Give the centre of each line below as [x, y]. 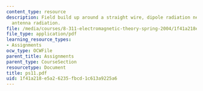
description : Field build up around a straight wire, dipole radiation [98, 17]
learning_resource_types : [39, 40]
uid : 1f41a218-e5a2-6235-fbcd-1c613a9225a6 [62, 78]
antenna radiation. [36, 23]
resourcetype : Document [36, 67]
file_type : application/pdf [42, 34]
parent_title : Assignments [40, 56]
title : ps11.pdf [27, 73]
